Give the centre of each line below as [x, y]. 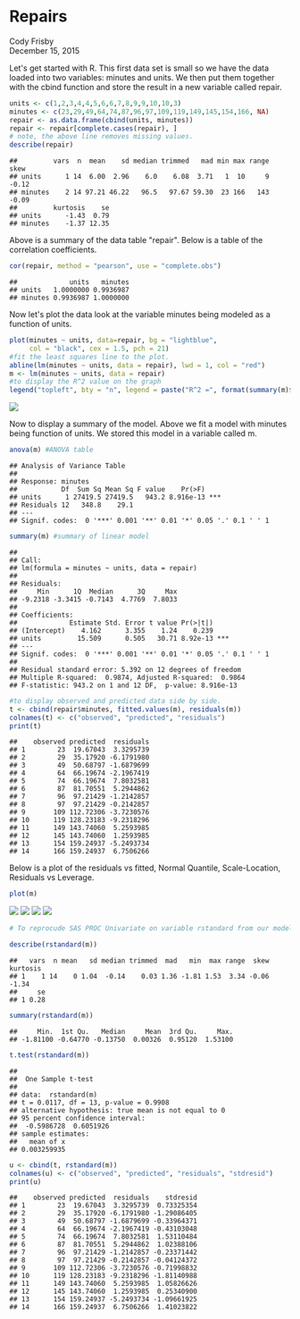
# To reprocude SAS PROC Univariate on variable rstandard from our [139, 928]
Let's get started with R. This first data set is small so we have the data [139, 68]
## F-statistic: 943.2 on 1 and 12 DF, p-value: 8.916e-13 [124, 685]
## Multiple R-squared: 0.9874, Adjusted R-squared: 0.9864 [127, 677]
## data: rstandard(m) [54, 1095]
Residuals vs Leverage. [52, 878]
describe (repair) [42, 145]
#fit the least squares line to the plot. [89, 357]
